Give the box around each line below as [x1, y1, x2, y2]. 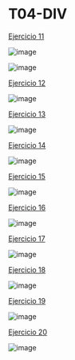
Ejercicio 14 [8, 140, 46, 149]
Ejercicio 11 [8, 31, 45, 41]
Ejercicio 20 [8, 327, 48, 337]
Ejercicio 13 [8, 109, 46, 119]
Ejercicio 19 [8, 296, 46, 305]
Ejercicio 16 [8, 202, 46, 212]
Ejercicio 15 [8, 171, 46, 181]
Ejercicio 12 [8, 78, 46, 88]
